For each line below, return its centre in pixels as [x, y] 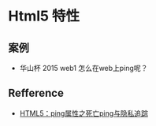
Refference [36, 93]
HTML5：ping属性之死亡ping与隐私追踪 [84, 113]
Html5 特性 [44, 16]
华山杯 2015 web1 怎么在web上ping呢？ [84, 68]
